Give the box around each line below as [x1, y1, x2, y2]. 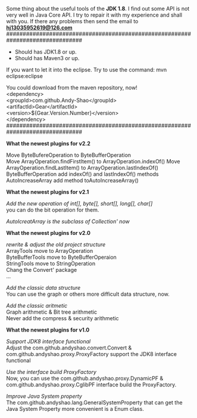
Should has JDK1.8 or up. [14, 48, 77, 55]
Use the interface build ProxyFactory [6, 369, 97, 375]
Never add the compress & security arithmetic [6, 315, 119, 321]
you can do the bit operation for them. [6, 206, 99, 213]
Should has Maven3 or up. [14, 55, 80, 61]
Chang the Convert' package [6, 267, 77, 273]
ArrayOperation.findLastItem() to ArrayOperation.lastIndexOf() [6, 164, 159, 171]
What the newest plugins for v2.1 [6, 188, 89, 196]
